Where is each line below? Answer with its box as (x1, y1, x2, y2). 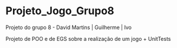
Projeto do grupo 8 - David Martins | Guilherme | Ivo (5, 24, 132, 31)
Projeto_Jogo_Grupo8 (5, 4, 114, 18)
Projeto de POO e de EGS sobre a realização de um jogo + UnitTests (5, 35, 171, 42)
